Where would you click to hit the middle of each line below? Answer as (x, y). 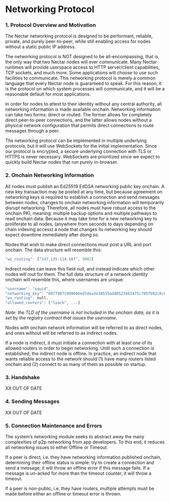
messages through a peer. (32, 131)
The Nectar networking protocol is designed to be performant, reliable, (79, 36)
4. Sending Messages (32, 401)
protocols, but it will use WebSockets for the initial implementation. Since (81, 146)
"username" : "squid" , (28, 289)
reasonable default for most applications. (48, 94)
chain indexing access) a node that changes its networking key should (79, 229)
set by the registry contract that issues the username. (61, 318)
